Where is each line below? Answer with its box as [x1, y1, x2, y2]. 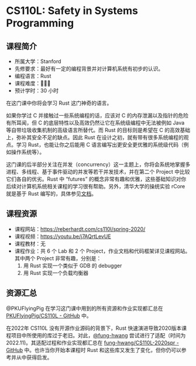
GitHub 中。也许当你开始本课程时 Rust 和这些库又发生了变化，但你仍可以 [6, 346, 181, 353]
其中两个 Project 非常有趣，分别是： [14, 254, 102, 261]
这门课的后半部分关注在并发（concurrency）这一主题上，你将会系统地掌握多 [6, 161, 191, 168]
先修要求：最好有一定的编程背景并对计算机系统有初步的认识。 [14, 65, 164, 72]
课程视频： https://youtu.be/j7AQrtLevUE [14, 233, 111, 240]
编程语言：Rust [14, 72, 51, 80]
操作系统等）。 [11, 149, 45, 156]
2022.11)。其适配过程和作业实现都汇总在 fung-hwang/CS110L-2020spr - [6, 339, 180, 346]
